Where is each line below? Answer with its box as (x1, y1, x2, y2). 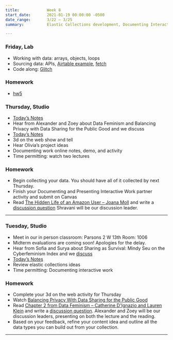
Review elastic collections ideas (12, 261, 81, 268)
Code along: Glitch (12, 66, 53, 72)
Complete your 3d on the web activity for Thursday (12, 291, 122, 298)
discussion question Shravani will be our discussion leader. (12, 205, 138, 211)
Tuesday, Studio (5, 222, 47, 230)
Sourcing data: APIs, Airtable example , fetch (12, 60, 107, 67)
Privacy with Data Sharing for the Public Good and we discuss (12, 126, 145, 132)
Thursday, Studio (5, 103, 50, 110)
